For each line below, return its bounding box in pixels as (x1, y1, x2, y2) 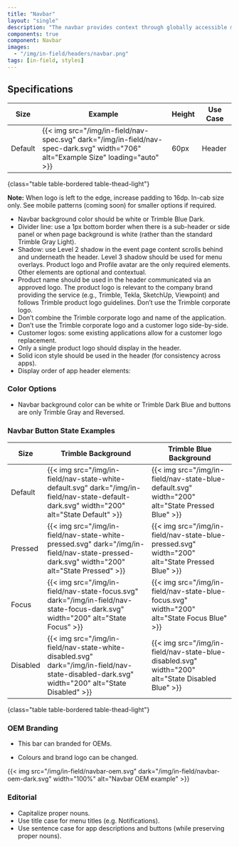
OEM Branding (7, 724, 58, 734)
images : (7, 44, 31, 51)
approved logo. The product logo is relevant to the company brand (17, 283, 213, 291)
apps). (17, 358, 37, 367)
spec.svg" (42, 134, 76, 144)
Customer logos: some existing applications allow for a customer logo (17, 328, 223, 337)
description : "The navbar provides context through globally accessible (7, 24, 228, 31)
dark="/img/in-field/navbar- (138, 767, 221, 776)
